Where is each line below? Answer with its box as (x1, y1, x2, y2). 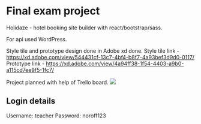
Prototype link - (6, 60, 45, 67)
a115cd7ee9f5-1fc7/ (6, 66, 55, 73)
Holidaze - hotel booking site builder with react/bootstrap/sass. (6, 24, 163, 31)
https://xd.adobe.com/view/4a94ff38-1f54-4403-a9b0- (46, 60, 184, 67)
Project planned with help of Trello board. (6, 78, 109, 86)
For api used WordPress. (6, 35, 67, 43)
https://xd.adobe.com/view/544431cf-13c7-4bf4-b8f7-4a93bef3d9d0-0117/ (6, 53, 195, 61)
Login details (6, 96, 56, 106)
